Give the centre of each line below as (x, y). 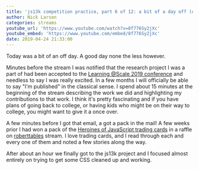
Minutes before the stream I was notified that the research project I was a (96, 68)
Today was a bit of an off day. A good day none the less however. (86, 56)
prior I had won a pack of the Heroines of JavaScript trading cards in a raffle (99, 129)
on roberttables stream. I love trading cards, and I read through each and (95, 136)
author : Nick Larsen (32, 17)
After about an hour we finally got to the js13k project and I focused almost (97, 154)
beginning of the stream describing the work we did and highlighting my (94, 93)
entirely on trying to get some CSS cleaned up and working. (79, 160)
